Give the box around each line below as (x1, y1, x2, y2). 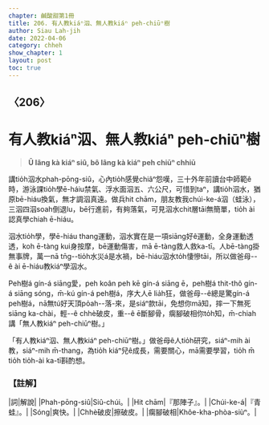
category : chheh (8, 42, 63, 50)
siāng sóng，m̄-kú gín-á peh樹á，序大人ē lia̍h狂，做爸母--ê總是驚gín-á (14, 289, 251, 298)
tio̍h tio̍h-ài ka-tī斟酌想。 (8, 356, 90, 366)
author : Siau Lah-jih (8, 26, 81, 34)
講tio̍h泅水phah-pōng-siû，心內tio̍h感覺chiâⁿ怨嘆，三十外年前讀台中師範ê (8, 174, 251, 184)
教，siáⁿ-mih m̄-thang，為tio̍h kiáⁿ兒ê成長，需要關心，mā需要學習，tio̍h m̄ (8, 346, 255, 355)
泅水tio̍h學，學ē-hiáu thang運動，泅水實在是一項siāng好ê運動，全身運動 (8, 232, 247, 241)
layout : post (8, 57, 52, 65)
